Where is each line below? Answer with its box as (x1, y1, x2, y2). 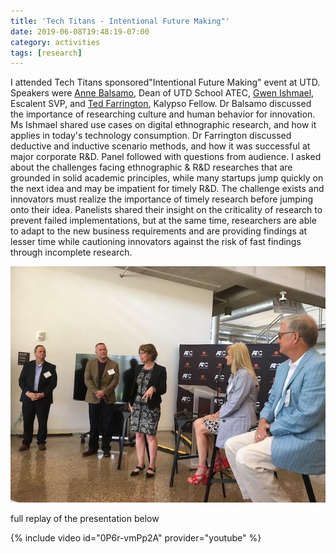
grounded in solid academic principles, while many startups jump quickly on (10, 172, 324, 184)
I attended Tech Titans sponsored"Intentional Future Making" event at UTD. (10, 76, 321, 89)
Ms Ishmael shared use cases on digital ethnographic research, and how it (10, 119, 317, 131)
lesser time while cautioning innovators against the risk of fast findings (10, 236, 302, 248)
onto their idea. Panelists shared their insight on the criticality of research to (10, 204, 323, 216)
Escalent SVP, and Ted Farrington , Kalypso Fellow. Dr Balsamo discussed (10, 98, 312, 110)
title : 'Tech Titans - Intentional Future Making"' (10, 16, 230, 26)
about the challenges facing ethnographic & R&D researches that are (10, 161, 293, 174)
